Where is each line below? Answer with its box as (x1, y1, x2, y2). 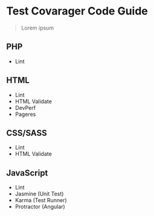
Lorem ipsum (21, 24, 54, 31)
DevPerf (14, 104, 36, 111)
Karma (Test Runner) (14, 197, 68, 204)
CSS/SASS (6, 128, 47, 138)
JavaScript (6, 168, 48, 178)
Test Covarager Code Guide (6, 4, 148, 18)
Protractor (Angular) (14, 203, 65, 211)
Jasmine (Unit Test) (14, 190, 64, 197)
